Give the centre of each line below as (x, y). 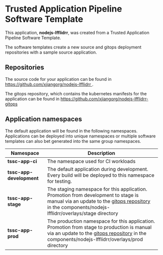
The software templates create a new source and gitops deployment (73, 47)
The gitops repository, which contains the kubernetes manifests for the (76, 93)
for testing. (60, 181)
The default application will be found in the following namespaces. (71, 131)
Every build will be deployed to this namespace (101, 175)
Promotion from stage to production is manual (99, 227)
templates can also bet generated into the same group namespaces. (73, 141)
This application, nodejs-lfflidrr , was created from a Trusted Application (77, 32)
